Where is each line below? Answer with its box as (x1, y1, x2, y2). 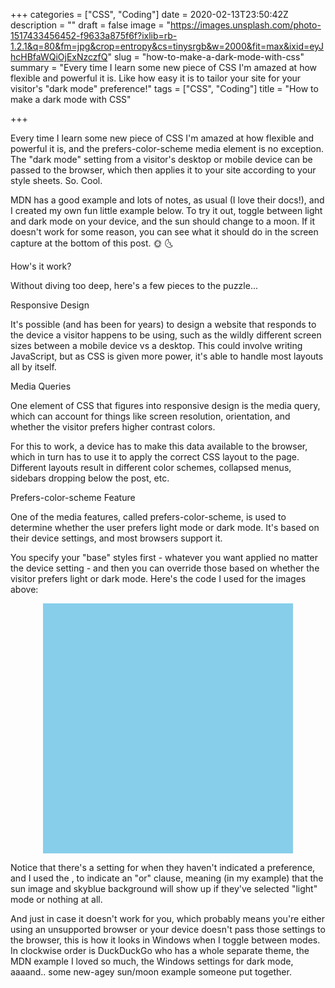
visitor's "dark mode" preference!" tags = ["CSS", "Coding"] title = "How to (10, 83, 319, 94)
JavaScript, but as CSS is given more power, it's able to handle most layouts (10, 350, 324, 362)
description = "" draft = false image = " (10, 19, 171, 31)
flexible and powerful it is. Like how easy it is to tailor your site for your (10, 72, 302, 84)
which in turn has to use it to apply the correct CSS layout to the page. (10, 451, 300, 463)
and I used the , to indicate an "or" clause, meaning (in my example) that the (10, 872, 324, 884)
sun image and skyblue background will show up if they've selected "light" (10, 883, 318, 894)
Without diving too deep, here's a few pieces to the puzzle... (10, 280, 259, 291)
